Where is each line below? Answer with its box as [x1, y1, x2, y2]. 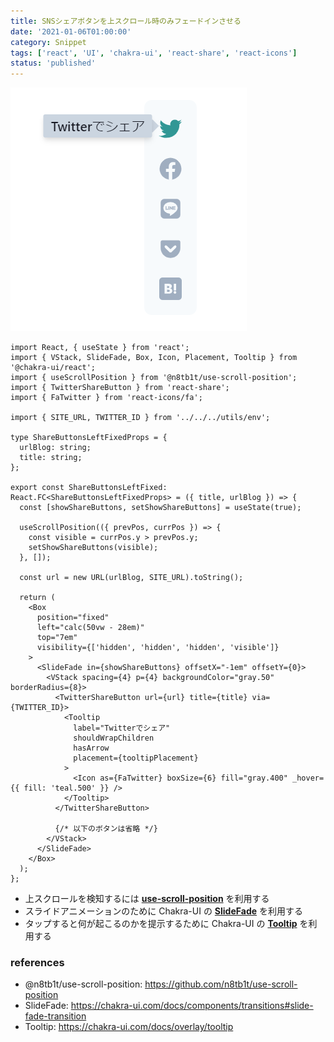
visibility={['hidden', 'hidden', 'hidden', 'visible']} [36, 643, 280, 653]
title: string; [19, 453, 83, 463]
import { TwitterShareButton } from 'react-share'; [10, 383, 230, 393]
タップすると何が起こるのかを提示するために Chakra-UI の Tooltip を [24, 918, 309, 930]
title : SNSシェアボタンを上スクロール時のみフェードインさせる [10, 16, 242, 26]
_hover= [292, 773, 325, 784]
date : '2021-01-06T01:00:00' [10, 26, 132, 37]
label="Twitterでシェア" [73, 723, 171, 734]
